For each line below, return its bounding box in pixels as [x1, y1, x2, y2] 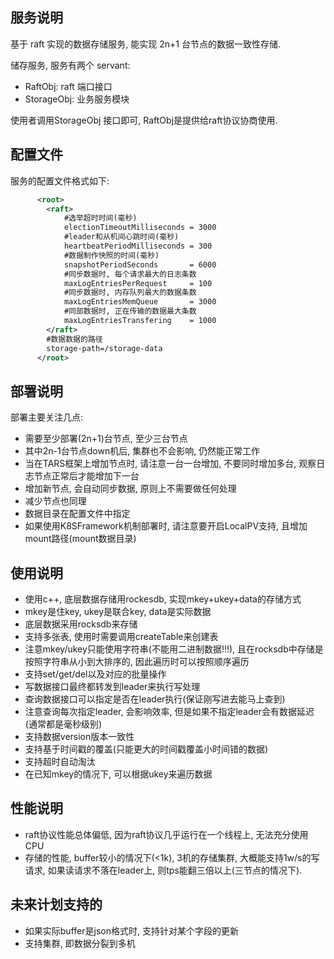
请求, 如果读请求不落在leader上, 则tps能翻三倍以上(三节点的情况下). [24, 864, 303, 876]
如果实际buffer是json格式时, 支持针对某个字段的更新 [24, 924, 239, 937]
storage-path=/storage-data [46, 343, 163, 353]
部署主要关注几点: [10, 411, 84, 423]
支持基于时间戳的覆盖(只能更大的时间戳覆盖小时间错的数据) [24, 743, 269, 755]
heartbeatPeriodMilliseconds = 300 [63, 241, 213, 251]
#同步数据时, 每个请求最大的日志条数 [63, 269, 197, 279]
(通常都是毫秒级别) [24, 718, 103, 730]
